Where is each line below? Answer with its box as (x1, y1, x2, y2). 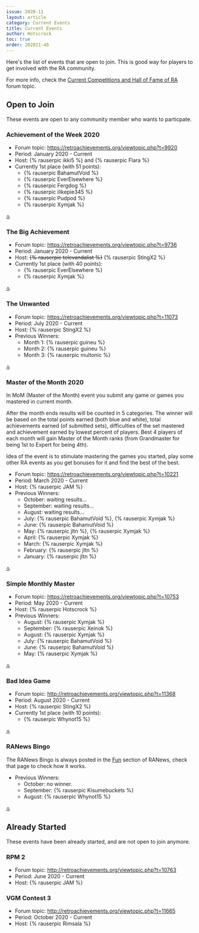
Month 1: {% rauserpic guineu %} (23, 338, 105, 346)
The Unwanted (6, 300, 50, 308)
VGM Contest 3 (6, 894, 52, 902)
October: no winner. (23, 780, 72, 787)
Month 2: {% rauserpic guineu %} (23, 345, 106, 352)
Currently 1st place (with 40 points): (14, 260, 103, 268)
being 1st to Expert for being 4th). (6, 441, 89, 448)
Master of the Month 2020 (6, 378, 84, 386)
